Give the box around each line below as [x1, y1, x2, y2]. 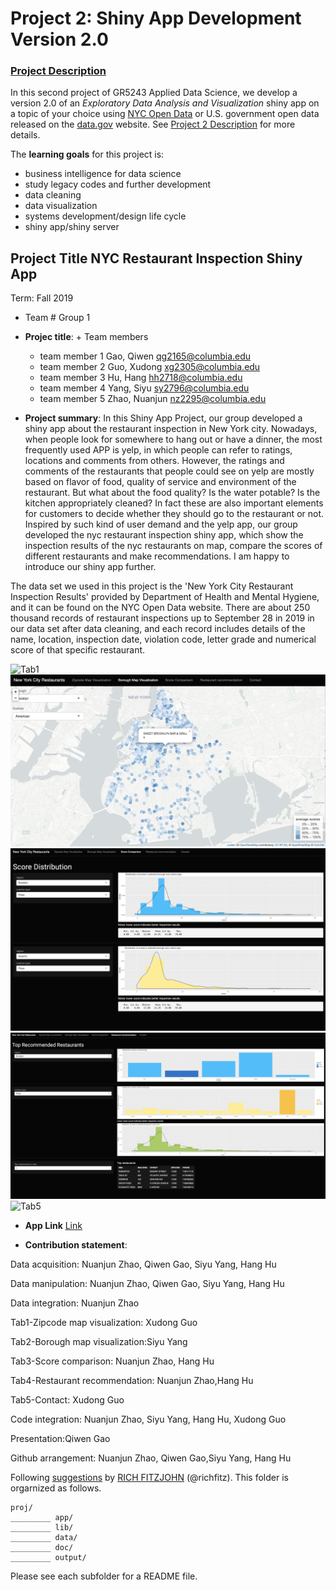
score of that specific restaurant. [10, 644, 146, 656]
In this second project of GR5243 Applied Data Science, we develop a [10, 87, 298, 99]
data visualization [24, 200, 98, 212]
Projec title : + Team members [24, 331, 149, 343]
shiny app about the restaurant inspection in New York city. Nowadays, [24, 423, 318, 435]
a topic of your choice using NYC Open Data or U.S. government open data [10, 108, 320, 120]
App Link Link [24, 1219, 83, 1231]
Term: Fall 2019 [10, 292, 74, 304]
